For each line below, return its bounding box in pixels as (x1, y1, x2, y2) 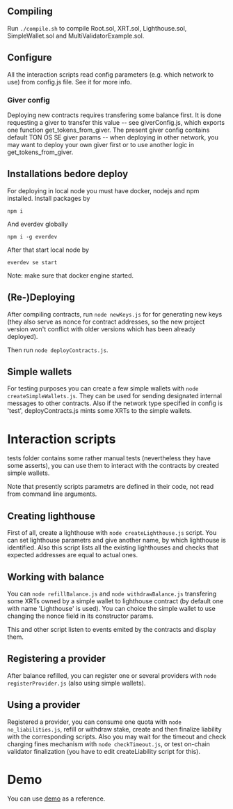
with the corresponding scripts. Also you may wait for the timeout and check (7, 732, 227, 741)
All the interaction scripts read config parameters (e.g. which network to (7, 70, 214, 79)
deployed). (7, 332, 38, 340)
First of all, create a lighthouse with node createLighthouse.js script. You (7, 529, 217, 537)
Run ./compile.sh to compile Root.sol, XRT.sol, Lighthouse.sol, (7, 24, 187, 32)
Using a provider (7, 699, 81, 711)
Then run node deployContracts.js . (7, 345, 109, 354)
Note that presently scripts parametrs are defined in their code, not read (7, 483, 214, 491)
